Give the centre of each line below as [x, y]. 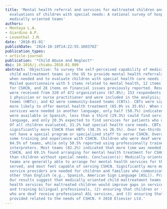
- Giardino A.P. [22, 33]
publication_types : [25, 51]
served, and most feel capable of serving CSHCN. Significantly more [83, 166]
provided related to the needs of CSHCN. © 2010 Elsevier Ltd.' [78, 199]
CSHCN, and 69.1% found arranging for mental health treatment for [81, 153]
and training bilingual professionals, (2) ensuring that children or [84, 189]
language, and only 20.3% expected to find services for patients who [84, 120]
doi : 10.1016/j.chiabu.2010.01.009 [42, 65]
